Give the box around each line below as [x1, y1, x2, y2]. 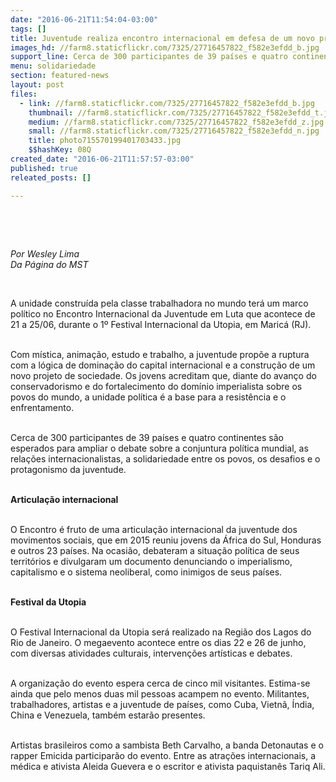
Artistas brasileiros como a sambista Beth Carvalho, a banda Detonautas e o [10, 739, 324, 751]
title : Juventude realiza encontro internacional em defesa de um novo [10, 33, 315, 43]
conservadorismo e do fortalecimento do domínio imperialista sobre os [10, 380, 303, 392]
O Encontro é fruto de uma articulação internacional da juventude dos [10, 523, 298, 535]
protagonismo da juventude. [10, 463, 127, 475]
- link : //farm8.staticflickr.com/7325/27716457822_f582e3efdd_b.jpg [19, 98, 315, 108]
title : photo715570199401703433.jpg [28, 136, 182, 146]
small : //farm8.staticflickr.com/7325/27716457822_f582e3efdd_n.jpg [28, 126, 320, 136]
